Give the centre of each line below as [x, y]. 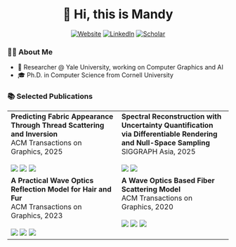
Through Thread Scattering [58, 125]
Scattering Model [151, 189]
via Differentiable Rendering [170, 134]
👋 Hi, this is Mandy [118, 14]
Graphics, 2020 [147, 206]
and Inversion [34, 134]
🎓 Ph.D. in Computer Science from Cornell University [96, 75]
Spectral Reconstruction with [172, 116]
